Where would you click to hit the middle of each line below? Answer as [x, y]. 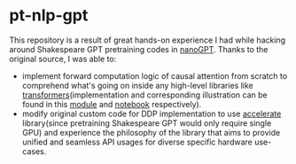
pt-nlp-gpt [49, 16]
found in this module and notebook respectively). [112, 104]
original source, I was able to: [63, 59]
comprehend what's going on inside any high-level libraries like [138, 85]
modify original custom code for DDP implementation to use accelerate [152, 113]
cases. [34, 151]
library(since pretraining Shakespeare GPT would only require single [147, 123]
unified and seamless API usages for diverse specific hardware [137, 142]
